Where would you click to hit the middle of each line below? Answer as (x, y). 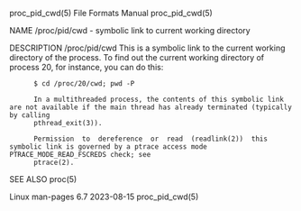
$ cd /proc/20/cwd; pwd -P (84, 84)
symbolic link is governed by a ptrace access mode (108, 147)
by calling (30, 115)
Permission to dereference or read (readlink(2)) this (150, 139)
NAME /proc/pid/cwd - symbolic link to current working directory (130, 30)
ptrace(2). (54, 162)
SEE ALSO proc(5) (43, 179)
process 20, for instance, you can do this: (87, 67)
